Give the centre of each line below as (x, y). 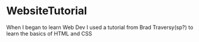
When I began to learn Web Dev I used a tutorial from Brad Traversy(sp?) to (100, 27)
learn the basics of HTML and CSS (49, 33)
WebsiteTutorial (47, 11)
